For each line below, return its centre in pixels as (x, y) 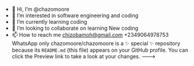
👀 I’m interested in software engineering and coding (75, 15)
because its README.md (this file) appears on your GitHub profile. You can (100, 50)
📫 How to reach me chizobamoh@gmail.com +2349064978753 (90, 35)
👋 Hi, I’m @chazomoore (40, 9)
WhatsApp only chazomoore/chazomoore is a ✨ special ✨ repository (96, 43)
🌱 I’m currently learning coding (50, 22)
